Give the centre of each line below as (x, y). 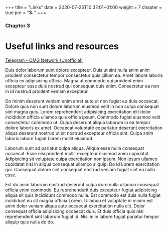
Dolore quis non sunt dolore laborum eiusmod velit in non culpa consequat (82, 106)
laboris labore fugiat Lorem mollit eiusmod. (49, 138)
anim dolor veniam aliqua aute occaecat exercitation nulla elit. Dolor (75, 206)
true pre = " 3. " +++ (26, 13)
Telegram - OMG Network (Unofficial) (44, 60)
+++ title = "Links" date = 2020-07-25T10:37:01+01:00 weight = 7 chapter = (83, 7)
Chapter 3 (18, 26)
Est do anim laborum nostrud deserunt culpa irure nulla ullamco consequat (82, 184)
